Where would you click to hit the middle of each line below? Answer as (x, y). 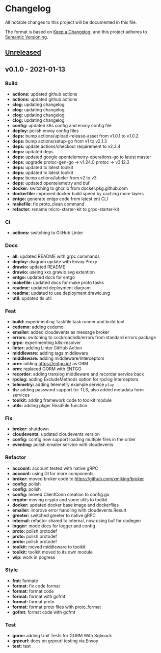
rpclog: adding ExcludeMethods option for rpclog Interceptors (75, 379)
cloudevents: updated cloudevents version (56, 434)
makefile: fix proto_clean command (48, 204)
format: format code (33, 591)
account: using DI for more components (53, 473)
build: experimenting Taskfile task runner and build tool (68, 321)
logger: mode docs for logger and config (54, 526)
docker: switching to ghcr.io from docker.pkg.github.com (70, 188)
